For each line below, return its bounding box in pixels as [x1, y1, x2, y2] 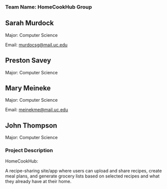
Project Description [5, 147, 53, 154]
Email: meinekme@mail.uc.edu [5, 107, 68, 113]
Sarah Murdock [5, 19, 54, 27]
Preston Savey [5, 56, 51, 65]
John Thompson [5, 121, 57, 130]
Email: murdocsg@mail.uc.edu [5, 41, 68, 48]
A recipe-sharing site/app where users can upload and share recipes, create [5, 168, 162, 174]
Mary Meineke [5, 84, 51, 92]
